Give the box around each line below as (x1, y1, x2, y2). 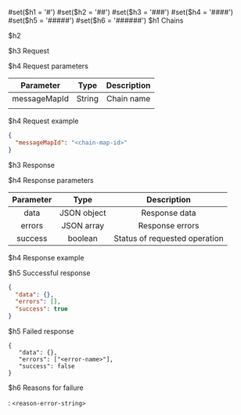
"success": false (18, 362, 76, 370)
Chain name (106, 93, 151, 104)
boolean (67, 232, 98, 243)
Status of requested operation (113, 232, 225, 243)
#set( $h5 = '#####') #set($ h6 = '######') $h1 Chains (8, 16, 184, 25)
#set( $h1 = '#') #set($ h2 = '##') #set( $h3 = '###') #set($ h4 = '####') (8, 8, 233, 16)
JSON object (59, 207, 106, 218)
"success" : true (15, 305, 68, 313)
